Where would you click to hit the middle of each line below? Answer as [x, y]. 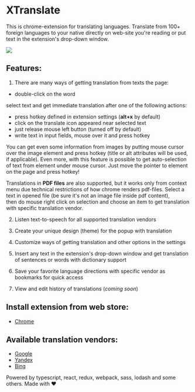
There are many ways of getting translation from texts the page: [91, 82]
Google [23, 354]
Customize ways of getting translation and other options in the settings [100, 242]
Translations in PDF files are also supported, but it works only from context [97, 183]
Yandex [24, 360]
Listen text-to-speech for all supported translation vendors [85, 219]
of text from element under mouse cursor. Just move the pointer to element [97, 165]
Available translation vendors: [62, 339]
